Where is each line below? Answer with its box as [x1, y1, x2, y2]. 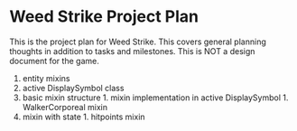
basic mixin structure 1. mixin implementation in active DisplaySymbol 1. [22, 92, 289, 103]
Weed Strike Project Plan [9, 6, 200, 27]
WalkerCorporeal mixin [22, 101, 108, 112]
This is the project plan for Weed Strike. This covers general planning [9, 36, 266, 47]
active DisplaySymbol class [22, 82, 125, 93]
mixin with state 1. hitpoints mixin [22, 111, 146, 122]
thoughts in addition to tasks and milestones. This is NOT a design [9, 45, 255, 56]
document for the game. [9, 55, 99, 66]
